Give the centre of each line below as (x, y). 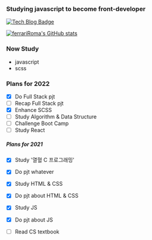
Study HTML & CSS (39, 184)
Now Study (23, 49)
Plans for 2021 (24, 144)
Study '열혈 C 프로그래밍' (44, 160)
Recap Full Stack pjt (39, 103)
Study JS (26, 208)
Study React (30, 130)
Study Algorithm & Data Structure (56, 117)
